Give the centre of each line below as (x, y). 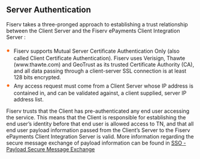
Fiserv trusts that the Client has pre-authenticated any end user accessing (98, 111)
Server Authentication (49, 10)
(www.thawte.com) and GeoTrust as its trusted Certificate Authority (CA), (104, 64)
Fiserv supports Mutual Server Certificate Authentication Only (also (97, 51)
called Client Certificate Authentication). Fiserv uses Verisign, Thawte (100, 58)
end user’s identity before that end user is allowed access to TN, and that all (100, 124)
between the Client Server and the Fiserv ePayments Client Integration (93, 31)
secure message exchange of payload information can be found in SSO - (96, 143)
